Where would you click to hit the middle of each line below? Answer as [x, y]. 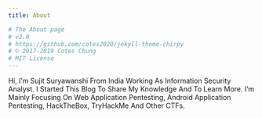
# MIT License [31, 59]
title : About [29, 15]
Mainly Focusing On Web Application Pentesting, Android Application [120, 97]
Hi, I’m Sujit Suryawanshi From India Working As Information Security [120, 80]
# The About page [36, 29]
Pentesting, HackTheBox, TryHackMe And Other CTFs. [97, 105]
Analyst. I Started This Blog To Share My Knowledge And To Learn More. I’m [131, 89]
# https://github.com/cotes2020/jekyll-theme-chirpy [96, 44]
